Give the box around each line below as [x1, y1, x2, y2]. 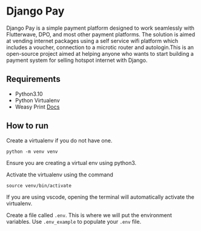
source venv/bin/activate [6, 182, 71, 189]
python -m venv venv [6, 149, 59, 155]
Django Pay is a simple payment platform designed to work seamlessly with [6, 24, 195, 32]
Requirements [6, 74, 61, 84]
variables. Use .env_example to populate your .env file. [6, 218, 142, 225]
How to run [6, 121, 49, 131]
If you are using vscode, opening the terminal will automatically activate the [6, 193, 195, 201]
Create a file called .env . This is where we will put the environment [6, 211, 173, 219]
